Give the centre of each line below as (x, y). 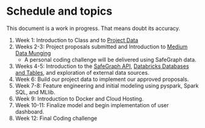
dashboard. (30, 111)
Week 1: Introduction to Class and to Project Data (77, 40)
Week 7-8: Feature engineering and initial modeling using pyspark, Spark (107, 85)
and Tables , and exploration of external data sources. (82, 72)
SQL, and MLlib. (35, 92)
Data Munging (33, 53)
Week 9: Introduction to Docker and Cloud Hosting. (79, 99)
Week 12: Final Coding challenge (56, 118)
